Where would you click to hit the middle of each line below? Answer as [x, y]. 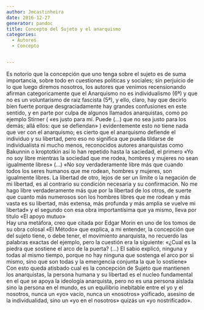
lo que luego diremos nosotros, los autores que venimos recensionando [96, 86]
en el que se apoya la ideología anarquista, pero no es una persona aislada [100, 281]
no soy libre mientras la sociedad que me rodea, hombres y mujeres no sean [102, 158]
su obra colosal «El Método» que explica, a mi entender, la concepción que [100, 229]
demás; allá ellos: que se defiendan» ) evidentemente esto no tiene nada [97, 125]
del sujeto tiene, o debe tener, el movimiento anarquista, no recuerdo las [97, 236]
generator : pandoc [30, 23]
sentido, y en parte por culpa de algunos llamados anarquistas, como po [97, 113]
